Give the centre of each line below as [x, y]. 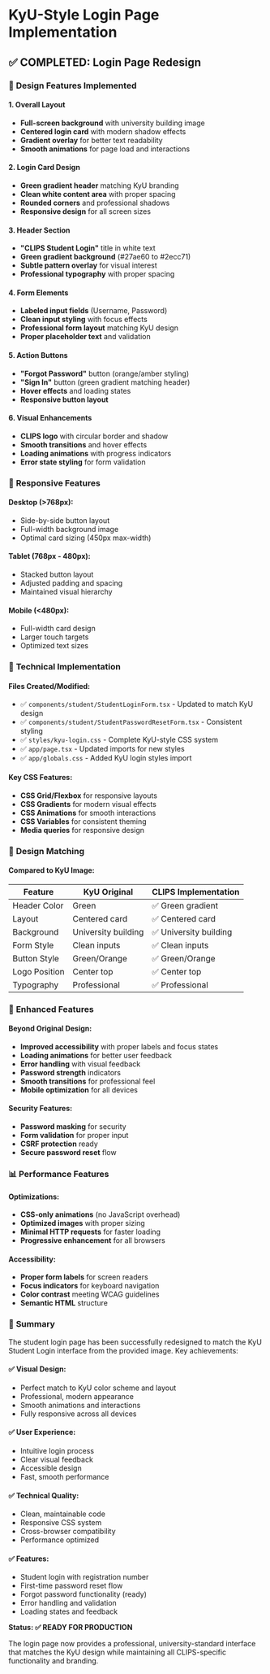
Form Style [33, 945]
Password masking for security [73, 1127]
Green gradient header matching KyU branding [100, 185]
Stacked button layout [57, 574]
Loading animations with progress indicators [96, 453]
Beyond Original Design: [50, 1029]
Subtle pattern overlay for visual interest [89, 265]
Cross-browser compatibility [68, 1532]
